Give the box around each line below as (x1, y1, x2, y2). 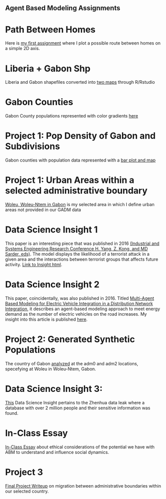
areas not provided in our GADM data (5, 207, 81, 213)
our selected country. (5, 488, 49, 494)
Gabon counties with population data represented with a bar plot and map (5, 157, 156, 163)
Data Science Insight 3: (5, 384, 103, 394)
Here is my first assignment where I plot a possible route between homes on (5, 40, 161, 46)
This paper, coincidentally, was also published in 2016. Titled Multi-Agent (5, 295, 155, 301)
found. (5, 410, 19, 416)
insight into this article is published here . (5, 316, 88, 322)
